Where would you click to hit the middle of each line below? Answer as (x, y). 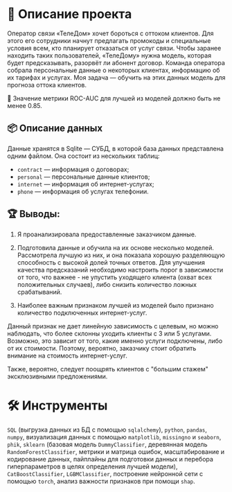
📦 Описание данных (55, 129)
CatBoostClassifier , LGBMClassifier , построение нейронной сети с (105, 473)
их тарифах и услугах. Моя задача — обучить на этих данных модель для (116, 77)
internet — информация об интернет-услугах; (86, 184)
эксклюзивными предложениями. (57, 376)
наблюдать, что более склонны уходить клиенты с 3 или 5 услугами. (109, 333)
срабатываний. (39, 292)
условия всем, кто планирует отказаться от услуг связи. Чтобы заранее (114, 48)
